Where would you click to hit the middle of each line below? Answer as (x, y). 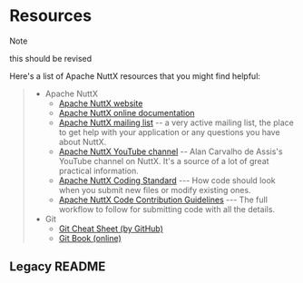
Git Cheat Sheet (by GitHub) (111, 229)
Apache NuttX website (101, 103)
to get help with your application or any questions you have (169, 132)
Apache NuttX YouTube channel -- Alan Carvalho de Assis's (171, 151)
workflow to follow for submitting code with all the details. (166, 209)
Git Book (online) (90, 238)
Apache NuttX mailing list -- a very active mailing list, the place (176, 122)
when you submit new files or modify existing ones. (155, 190)
